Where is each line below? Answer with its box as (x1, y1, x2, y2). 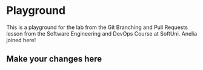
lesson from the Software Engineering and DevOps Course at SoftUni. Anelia (6, 30, 198, 37)
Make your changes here (6, 54, 102, 64)
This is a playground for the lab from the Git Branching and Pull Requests (6, 24, 188, 31)
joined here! (6, 36, 36, 43)
